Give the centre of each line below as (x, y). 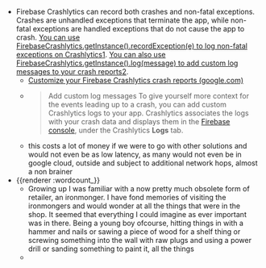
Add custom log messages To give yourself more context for (149, 96)
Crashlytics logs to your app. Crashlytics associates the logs (148, 113)
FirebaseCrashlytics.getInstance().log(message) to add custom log (127, 63)
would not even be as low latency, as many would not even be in (135, 154)
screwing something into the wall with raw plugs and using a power (140, 240)
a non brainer (50, 172)
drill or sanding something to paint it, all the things (111, 249)
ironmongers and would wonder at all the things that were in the (134, 206)
